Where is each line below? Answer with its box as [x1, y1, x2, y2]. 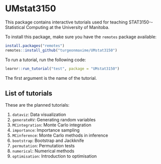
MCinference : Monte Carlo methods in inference [12, 133, 108, 139]
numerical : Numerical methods [12, 148, 75, 154]
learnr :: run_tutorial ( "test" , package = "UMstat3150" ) [5, 66, 120, 71]
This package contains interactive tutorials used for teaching [5, 19, 128, 25]
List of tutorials [5, 89, 53, 97]
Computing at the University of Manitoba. [26, 24, 109, 30]
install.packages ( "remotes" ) [5, 43, 65, 48]
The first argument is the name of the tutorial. [5, 75, 97, 81]
